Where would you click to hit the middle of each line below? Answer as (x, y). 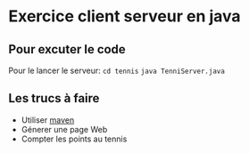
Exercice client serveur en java (125, 16)
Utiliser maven (48, 120)
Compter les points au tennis (74, 139)
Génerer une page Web (64, 129)
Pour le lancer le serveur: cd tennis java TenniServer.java (116, 70)
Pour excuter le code (67, 49)
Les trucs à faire (54, 98)
